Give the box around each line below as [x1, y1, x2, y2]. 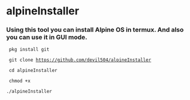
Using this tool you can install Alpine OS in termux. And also [6, 26, 184, 34]
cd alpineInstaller [8, 68, 58, 74]
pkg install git [8, 47, 50, 53]
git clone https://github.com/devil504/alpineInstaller [8, 57, 152, 63]
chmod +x [8, 78, 31, 84]
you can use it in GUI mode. [6, 33, 88, 41]
